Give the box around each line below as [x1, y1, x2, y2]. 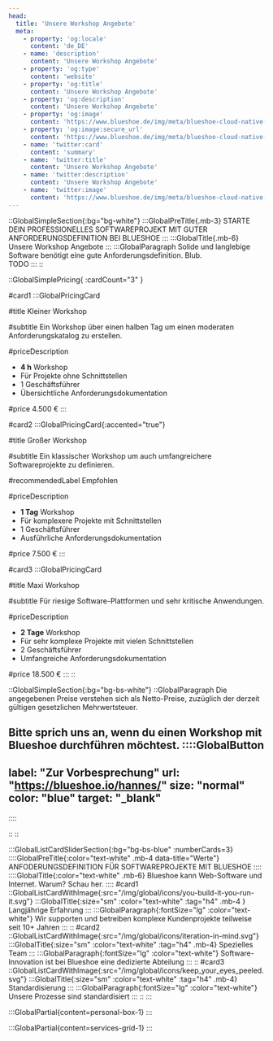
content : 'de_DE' [29, 42, 89, 50]
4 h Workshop [19, 362, 68, 372]
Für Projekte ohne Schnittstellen [19, 371, 128, 381]
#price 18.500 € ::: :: [8, 669, 76, 679]
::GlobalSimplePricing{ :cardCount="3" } [8, 274, 144, 285]
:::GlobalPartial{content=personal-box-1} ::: [8, 1007, 153, 1017]
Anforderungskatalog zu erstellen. [8, 330, 123, 340]
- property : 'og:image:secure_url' [23, 125, 144, 133]
